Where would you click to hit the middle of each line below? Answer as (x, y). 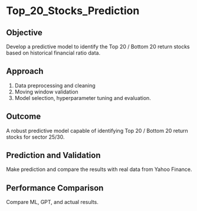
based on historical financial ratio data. (53, 53)
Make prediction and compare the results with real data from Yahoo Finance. (99, 169)
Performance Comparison (55, 188)
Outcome (24, 117)
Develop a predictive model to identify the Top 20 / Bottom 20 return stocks (98, 46)
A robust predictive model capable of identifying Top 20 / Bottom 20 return (97, 130)
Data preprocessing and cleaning (55, 85)
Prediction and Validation (53, 155)
